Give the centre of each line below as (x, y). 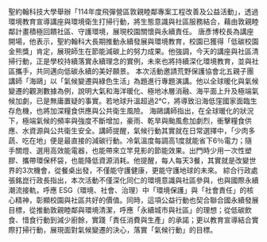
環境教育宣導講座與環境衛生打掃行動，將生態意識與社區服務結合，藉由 (123, 21)
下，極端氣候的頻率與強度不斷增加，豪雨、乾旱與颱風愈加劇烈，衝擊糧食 (126, 121)
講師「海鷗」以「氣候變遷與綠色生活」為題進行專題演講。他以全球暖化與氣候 (133, 81)
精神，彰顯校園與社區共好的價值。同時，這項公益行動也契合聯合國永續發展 (137, 200)
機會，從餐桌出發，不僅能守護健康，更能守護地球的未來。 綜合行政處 (145, 170)
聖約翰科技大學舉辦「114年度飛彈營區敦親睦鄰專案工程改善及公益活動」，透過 (133, 12)
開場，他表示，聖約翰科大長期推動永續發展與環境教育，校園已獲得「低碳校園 (133, 41)
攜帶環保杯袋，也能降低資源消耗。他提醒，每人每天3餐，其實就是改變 (135, 160)
